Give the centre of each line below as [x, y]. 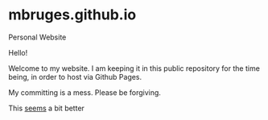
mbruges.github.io [72, 15]
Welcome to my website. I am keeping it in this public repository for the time [134, 68]
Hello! [18, 52]
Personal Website [37, 37]
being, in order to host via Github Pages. [75, 77]
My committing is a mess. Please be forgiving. [85, 92]
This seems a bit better [46, 108]
